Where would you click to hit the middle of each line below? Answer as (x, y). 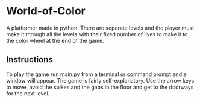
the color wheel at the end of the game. (55, 40)
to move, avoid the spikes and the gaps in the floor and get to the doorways (100, 87)
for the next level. (28, 93)
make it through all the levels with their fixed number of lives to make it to (97, 34)
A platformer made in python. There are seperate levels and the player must (100, 28)
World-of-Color (46, 11)
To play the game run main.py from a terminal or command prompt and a (96, 74)
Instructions (30, 59)
